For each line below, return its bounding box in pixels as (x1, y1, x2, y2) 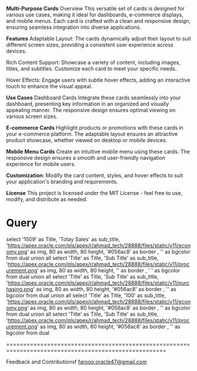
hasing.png (6, 285, 34, 292)
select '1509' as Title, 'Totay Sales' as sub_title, (6, 235, 121, 242)
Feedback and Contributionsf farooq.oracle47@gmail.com (6, 358, 147, 365)
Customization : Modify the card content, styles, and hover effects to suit (6, 172, 183, 178)
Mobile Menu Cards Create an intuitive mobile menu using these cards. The (6, 148, 190, 155)
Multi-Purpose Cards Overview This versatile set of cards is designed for (6, 5, 185, 12)
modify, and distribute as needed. (6, 196, 88, 203)
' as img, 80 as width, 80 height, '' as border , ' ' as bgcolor (37, 267, 181, 274)
